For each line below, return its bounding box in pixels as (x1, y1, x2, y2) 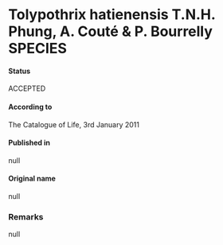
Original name (8, 173, 56, 184)
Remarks (8, 211, 44, 222)
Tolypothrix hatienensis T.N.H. (8, 6, 216, 24)
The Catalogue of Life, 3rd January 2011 (8, 119, 139, 129)
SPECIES (8, 40, 68, 57)
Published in (8, 138, 50, 148)
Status (8, 66, 31, 76)
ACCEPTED (8, 84, 46, 93)
